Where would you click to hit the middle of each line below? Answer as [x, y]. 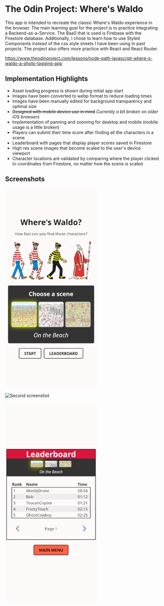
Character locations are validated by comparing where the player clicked [85, 158]
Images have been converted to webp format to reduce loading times [82, 96]
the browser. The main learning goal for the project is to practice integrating [82, 27]
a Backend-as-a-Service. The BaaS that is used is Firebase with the [73, 33]
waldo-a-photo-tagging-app [34, 63]
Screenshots [25, 179]
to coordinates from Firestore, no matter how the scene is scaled [77, 163]
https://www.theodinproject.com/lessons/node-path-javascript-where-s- [79, 58]
